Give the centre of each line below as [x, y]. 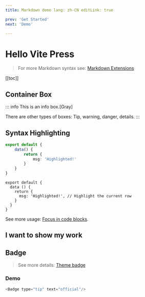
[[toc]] [12, 78]
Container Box [29, 94]
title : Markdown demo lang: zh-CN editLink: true [59, 10]
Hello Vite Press [40, 54]
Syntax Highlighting [38, 133]
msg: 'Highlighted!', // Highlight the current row [75, 196]
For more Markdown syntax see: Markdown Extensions [76, 68]
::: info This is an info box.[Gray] [39, 107]
